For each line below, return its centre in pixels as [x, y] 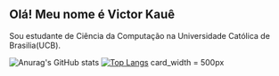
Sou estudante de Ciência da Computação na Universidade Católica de [139, 35]
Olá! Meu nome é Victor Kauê [92, 15]
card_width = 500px [187, 62]
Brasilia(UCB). [35, 45]
